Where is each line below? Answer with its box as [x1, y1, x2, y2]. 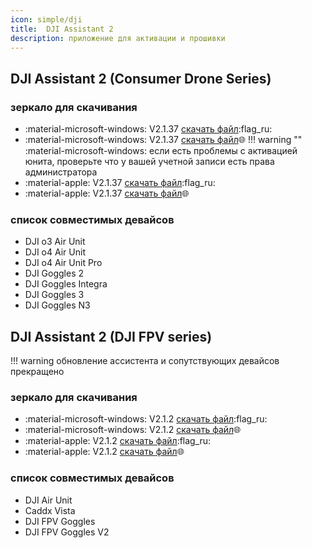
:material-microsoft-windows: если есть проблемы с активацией [24, 145, 298, 157]
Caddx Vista [24, 504, 76, 516]
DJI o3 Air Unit [24, 236, 86, 248]
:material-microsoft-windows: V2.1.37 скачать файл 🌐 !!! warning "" [24, 134, 303, 146]
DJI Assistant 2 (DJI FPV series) [10, 328, 213, 345]
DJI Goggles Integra [24, 278, 108, 290]
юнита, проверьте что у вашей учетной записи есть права [24, 156, 275, 168]
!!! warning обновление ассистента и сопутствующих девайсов [10, 355, 280, 367]
